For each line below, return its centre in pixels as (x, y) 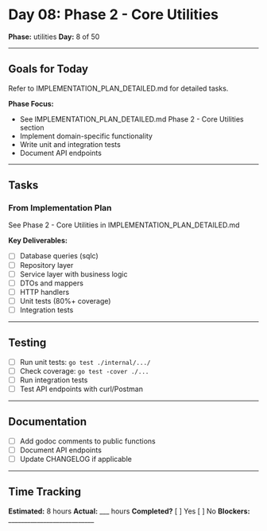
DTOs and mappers (51, 283)
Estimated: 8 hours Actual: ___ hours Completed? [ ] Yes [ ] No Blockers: (129, 511)
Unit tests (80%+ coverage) (65, 300)
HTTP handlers (44, 292)
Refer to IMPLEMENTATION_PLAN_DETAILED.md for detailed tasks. (118, 88)
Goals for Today (48, 69)
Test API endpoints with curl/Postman (81, 389)
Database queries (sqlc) (59, 256)
